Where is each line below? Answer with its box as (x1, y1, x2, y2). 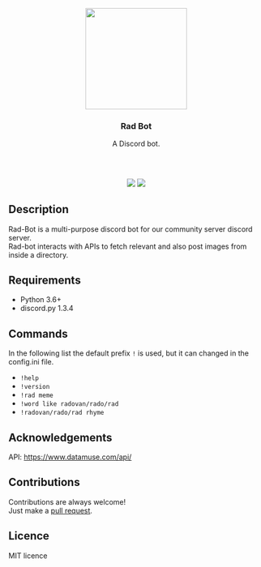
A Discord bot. (112, 139, 160, 149)
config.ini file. (8, 357, 54, 367)
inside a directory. (8, 249, 69, 259)
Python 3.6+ (19, 295, 62, 305)
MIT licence (8, 551, 48, 561)
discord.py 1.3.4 (19, 304, 75, 313)
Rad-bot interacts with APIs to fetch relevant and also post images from (8, 241, 247, 251)
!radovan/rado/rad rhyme (19, 409, 105, 417)
